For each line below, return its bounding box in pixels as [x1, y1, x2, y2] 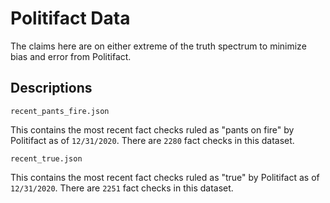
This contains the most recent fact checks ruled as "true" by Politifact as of [10, 171, 320, 183]
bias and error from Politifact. [10, 50, 132, 62]
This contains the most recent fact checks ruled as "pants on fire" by [10, 123, 295, 136]
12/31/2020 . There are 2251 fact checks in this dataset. [10, 182, 234, 194]
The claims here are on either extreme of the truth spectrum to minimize [10, 40, 307, 52]
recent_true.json [10, 153, 83, 164]
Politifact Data [10, 7, 131, 30]
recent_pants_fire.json [10, 106, 110, 116]
